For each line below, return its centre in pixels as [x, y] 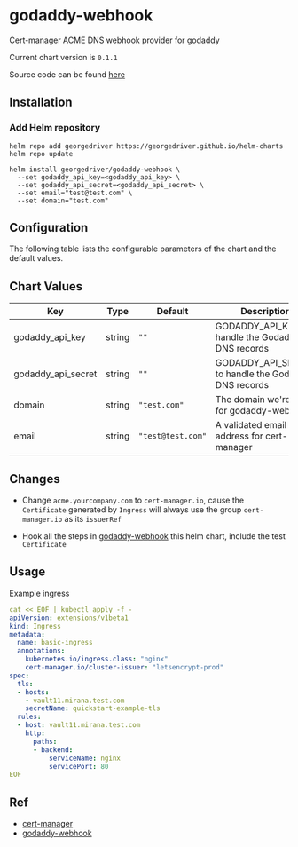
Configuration [49, 228]
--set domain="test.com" [63, 201]
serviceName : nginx [85, 758]
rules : [29, 717]
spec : [19, 676]
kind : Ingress [35, 626]
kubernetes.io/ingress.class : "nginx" [97, 659]
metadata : [27, 634]
